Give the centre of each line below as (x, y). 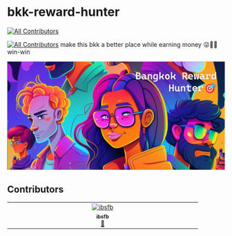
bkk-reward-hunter (64, 12)
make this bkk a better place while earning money (131, 44)
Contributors (36, 189)
